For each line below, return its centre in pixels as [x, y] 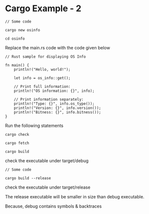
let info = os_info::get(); [42, 78]
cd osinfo [15, 39]
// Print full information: [42, 86]
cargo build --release [28, 178]
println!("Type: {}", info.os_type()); [54, 104]
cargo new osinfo [23, 30]
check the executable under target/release [48, 187]
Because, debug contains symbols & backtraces [54, 206]
